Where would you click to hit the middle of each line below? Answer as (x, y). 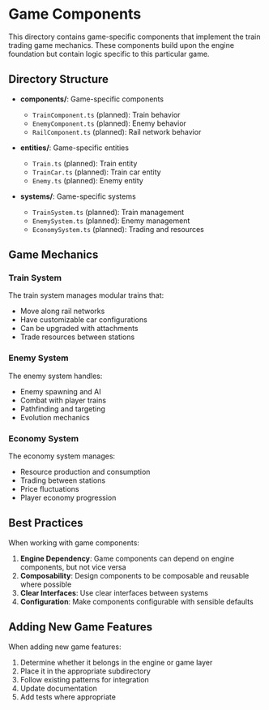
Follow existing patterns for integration (85, 679)
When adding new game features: (65, 647)
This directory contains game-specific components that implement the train (134, 37)
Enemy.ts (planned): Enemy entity (88, 180)
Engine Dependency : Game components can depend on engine (127, 558)
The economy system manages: (62, 456)
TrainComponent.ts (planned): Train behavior (106, 114)
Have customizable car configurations (83, 320)
